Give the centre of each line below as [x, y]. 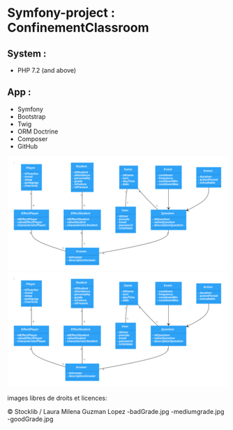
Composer [32, 138]
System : [27, 53]
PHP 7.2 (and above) [47, 70]
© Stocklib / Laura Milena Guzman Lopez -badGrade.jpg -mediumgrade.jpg [116, 412]
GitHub [28, 146]
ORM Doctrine [38, 131]
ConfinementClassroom [78, 28]
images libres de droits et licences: [57, 398]
